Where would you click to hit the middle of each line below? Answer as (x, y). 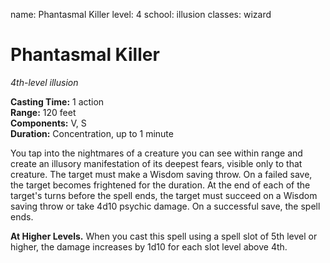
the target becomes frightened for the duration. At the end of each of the (160, 185)
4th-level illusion (44, 82)
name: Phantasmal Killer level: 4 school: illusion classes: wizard (141, 14)
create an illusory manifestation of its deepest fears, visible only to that (156, 163)
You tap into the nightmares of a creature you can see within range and (156, 153)
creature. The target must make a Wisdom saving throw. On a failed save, (161, 174)
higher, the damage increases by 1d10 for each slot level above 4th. (149, 246)
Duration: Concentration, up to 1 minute (92, 133)
